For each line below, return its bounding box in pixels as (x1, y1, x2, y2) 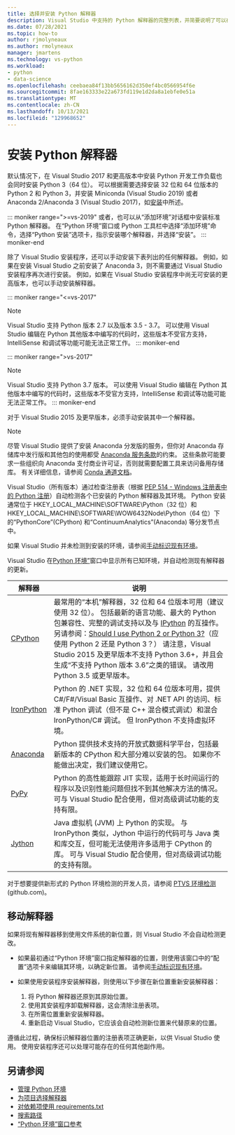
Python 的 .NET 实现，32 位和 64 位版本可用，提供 (53, 684, 221, 693)
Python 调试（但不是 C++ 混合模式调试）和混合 (62, 705, 218, 714)
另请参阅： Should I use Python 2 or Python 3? (53, 628, 205, 638)
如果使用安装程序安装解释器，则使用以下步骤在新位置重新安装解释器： (17, 977, 220, 986)
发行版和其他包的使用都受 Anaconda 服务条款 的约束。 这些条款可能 (25, 450, 220, 458)
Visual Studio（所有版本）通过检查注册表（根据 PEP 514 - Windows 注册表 (7, 482, 222, 491)
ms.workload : (7, 62, 45, 69)
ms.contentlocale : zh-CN (7, 102, 80, 109)
